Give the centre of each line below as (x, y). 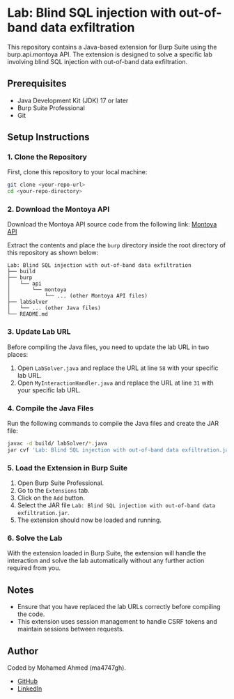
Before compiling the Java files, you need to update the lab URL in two (108, 347)
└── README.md (28, 314)
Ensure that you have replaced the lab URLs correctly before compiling (119, 607)
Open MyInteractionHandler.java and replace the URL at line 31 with (115, 383)
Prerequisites (37, 84)
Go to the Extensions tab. (53, 491)
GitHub (28, 682)
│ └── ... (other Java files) (54, 308)
